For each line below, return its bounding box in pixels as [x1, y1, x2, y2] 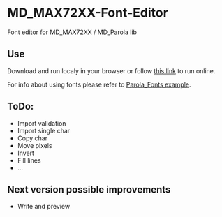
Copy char [17, 134, 47, 142]
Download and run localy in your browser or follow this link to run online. [7, 66, 216, 75]
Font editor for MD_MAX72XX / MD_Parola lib [7, 28, 138, 36]
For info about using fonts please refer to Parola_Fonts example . [7, 80, 191, 89]
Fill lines [17, 156, 41, 165]
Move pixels [17, 141, 52, 149]
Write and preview [17, 202, 71, 211]
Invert [17, 149, 35, 157]
